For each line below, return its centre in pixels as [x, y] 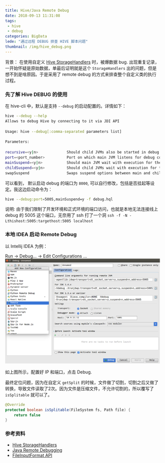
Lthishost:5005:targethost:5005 [38, 221]
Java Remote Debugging [37, 450]
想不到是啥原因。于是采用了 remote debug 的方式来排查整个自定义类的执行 [81, 74]
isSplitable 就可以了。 [29, 395]
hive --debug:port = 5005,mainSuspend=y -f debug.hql [59, 199]
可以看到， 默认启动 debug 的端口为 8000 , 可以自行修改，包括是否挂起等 [78, 183]
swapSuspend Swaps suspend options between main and [78, 173]
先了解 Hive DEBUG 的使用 [36, 94]
